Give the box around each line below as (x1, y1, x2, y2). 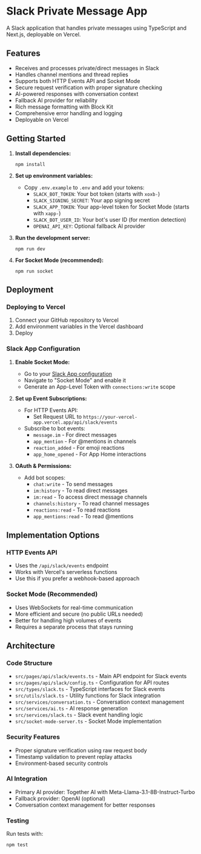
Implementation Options (6, 530, 100, 540)
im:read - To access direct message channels (33, 493, 147, 501)
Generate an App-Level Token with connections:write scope (24, 383, 176, 390)
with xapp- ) (33, 209, 61, 216)
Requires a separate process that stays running (15, 623, 133, 630)
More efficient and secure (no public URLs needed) (15, 610, 143, 618)
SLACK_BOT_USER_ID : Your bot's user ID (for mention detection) (33, 216, 186, 223)
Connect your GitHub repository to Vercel (15, 316, 119, 324)
